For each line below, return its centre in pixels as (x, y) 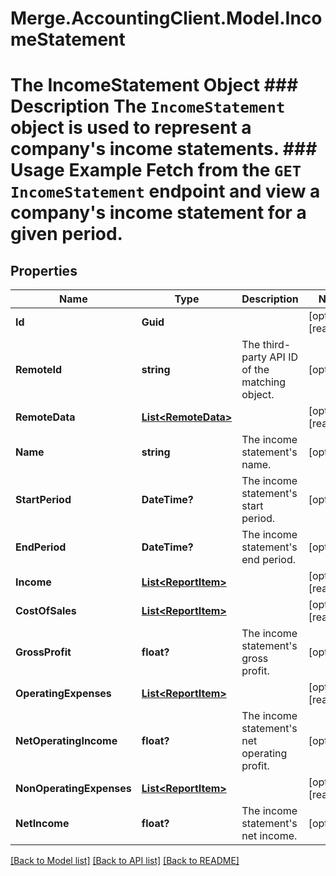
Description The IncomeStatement (148, 106)
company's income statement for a (158, 213)
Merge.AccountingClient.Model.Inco (166, 18)
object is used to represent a (131, 128)
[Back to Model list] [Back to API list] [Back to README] (125, 861)
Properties (44, 270)
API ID (283, 357)
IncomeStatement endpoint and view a (165, 191)
